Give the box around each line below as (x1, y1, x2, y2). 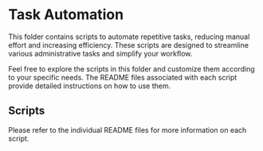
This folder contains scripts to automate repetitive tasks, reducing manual (8, 32, 250, 41)
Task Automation (8, 6, 124, 24)
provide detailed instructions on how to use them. (8, 81, 171, 91)
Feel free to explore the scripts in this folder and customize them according (8, 64, 255, 73)
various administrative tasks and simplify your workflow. (8, 48, 193, 58)
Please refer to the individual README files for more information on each (8, 125, 247, 134)
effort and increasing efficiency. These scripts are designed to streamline (8, 40, 249, 49)
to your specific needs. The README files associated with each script (8, 72, 237, 82)
